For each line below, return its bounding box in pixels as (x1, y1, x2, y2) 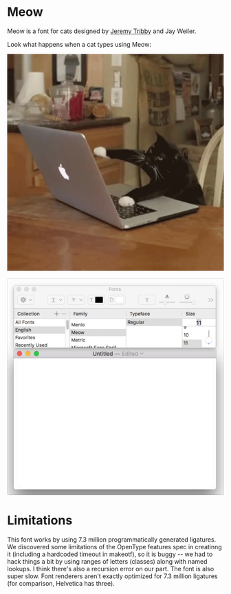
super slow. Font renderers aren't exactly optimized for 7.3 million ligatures (7, 572, 218, 580)
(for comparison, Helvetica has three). (7, 579, 115, 587)
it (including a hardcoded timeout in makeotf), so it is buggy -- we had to (7, 550, 213, 558)
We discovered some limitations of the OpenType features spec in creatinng (7, 542, 222, 551)
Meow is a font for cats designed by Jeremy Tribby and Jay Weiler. (7, 27, 197, 35)
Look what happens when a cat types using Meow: (7, 40, 151, 48)
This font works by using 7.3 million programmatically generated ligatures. (7, 535, 217, 544)
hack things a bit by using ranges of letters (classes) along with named (7, 557, 208, 565)
